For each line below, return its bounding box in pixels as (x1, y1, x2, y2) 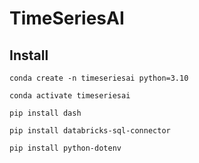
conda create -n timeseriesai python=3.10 (9, 73, 189, 83)
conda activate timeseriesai (9, 91, 131, 101)
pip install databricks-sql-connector (9, 126, 171, 136)
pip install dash (9, 108, 82, 118)
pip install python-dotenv (9, 143, 122, 153)
